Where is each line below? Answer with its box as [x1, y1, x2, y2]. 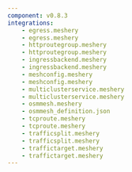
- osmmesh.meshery [21, 100, 82, 108]
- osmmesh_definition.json [21, 108, 111, 116]
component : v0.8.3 [7, 11, 68, 20]
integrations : [7, 19, 55, 27]
